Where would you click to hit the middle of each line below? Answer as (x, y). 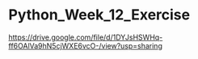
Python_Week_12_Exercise (99, 15)
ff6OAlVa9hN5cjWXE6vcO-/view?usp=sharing (86, 45)
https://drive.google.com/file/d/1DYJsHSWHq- (86, 37)
